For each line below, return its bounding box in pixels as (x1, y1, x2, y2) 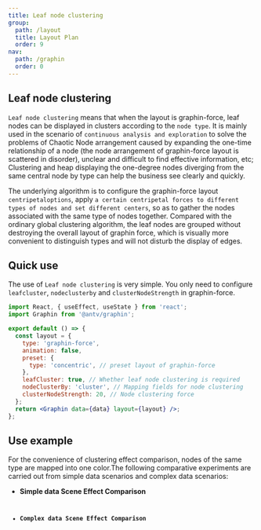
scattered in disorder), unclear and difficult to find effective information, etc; (8, 154, 254, 163)
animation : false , (22, 346, 82, 354)
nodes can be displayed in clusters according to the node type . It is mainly (8, 121, 248, 130)
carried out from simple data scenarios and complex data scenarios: (8, 472, 229, 481)
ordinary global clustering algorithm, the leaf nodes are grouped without (8, 219, 241, 228)
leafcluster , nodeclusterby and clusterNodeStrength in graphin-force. (8, 288, 236, 298)
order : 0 (15, 63, 44, 71)
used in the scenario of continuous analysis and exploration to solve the (8, 129, 247, 138)
